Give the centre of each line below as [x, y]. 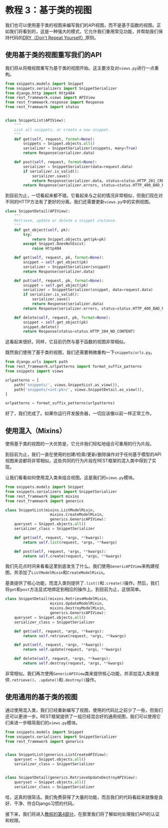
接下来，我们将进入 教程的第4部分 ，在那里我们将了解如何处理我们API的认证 [82, 814]
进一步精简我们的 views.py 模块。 [47, 722]
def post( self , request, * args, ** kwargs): [60, 551]
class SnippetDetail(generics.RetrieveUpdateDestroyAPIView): [71, 777]
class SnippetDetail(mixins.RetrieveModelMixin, [57, 599]
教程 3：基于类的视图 [48, 10]
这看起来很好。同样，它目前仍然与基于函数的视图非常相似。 [66, 342]
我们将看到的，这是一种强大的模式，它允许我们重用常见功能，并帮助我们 [84, 31]
